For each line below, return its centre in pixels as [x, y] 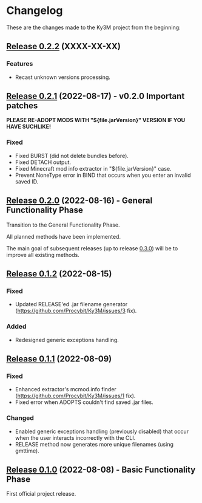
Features [20, 64]
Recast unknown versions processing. [63, 77]
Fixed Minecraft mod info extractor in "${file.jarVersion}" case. [93, 168]
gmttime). [27, 451]
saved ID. [27, 181]
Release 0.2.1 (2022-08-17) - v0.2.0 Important [96, 96]
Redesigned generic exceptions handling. [67, 340]
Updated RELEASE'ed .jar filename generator [71, 304]
